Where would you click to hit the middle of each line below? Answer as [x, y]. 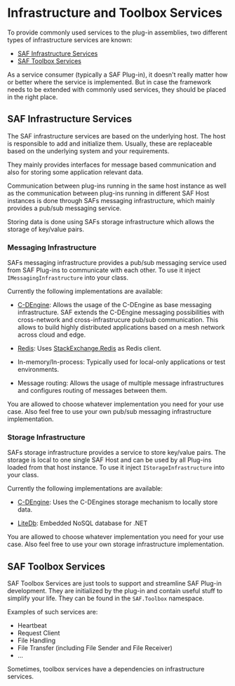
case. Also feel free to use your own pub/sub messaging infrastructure [109, 412]
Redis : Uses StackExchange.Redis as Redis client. [89, 349]
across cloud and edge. [52, 335]
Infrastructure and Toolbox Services [115, 13]
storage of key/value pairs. [46, 229]
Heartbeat [32, 626]
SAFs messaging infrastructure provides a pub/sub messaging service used [117, 263]
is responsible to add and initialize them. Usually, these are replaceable [110, 143]
